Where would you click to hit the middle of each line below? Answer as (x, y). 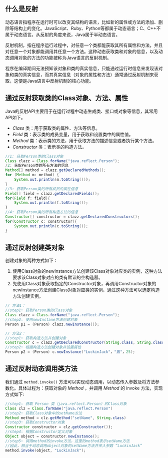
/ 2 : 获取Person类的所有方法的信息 (37, 166)
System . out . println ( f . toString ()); (51, 203)
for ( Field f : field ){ (28, 198)
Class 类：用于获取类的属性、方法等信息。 (56, 128)
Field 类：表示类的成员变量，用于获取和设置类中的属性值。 (73, 134)
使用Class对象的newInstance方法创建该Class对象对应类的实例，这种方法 (87, 271)
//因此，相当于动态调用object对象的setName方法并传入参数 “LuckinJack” (74, 445)
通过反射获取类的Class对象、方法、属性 (67, 98)
